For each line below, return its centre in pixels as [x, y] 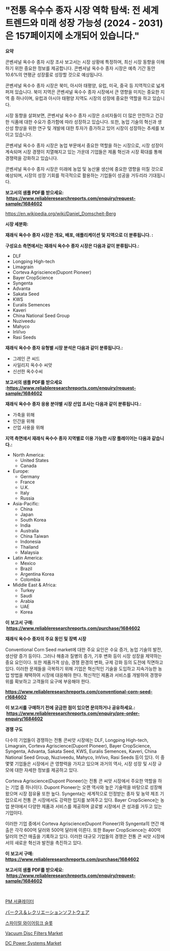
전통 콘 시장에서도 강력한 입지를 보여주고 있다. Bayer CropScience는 [91, 800]
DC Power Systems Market [33, 943]
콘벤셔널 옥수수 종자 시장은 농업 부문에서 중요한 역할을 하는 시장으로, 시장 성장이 [84, 145]
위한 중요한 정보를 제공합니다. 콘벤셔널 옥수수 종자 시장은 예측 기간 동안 [85, 68]
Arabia [27, 601]
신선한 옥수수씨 [28, 371]
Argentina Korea [37, 574]
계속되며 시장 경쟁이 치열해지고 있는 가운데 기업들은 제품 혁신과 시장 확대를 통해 [84, 151]
